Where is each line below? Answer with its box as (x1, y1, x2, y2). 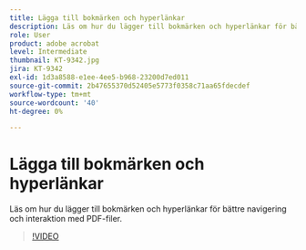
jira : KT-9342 (9, 65, 64, 74)
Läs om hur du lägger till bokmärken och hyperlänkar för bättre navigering (9, 203, 287, 214)
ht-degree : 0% (9, 107, 64, 116)
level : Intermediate (9, 47, 88, 57)
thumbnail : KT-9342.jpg (9, 56, 100, 65)
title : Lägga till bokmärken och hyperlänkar (9, 13, 185, 23)
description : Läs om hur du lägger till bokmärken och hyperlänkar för (9, 22, 287, 31)
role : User (9, 30, 51, 39)
